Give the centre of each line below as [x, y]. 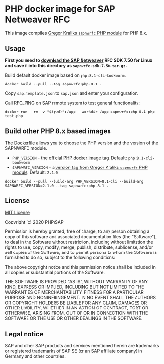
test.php [14, 116]
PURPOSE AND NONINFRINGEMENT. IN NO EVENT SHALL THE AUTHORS [81, 298]
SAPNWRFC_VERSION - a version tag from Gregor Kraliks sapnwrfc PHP [80, 167]
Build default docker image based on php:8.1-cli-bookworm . [66, 75]
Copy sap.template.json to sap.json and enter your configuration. [72, 93]
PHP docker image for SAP [60, 9]
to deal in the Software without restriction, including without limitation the [79, 242]
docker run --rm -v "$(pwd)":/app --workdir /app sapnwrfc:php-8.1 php [80, 112]
